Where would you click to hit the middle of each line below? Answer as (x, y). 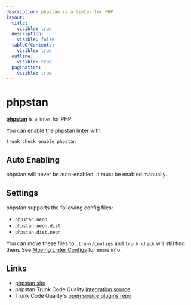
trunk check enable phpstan (41, 142)
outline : (22, 56)
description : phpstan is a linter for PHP (60, 12)
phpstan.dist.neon (38, 232)
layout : (16, 17)
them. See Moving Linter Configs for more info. (64, 249)
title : (20, 23)
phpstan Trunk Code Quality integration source (73, 289)
